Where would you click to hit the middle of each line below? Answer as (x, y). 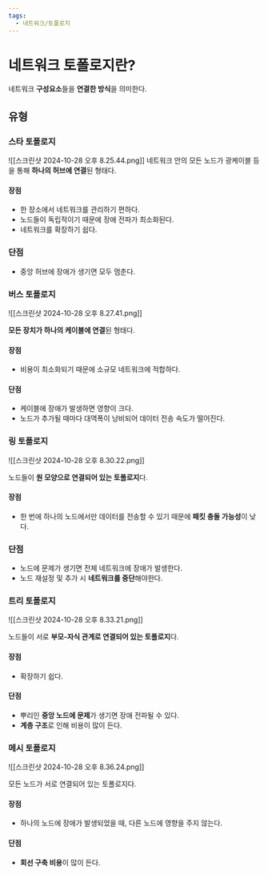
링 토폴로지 (28, 442)
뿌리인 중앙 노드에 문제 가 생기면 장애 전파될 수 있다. (100, 715)
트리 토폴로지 (32, 601)
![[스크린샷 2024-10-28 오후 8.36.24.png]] (76, 767)
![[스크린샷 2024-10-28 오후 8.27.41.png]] (75, 312)
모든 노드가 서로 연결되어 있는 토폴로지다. (72, 784)
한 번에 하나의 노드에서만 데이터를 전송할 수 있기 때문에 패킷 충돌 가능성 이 (134, 516)
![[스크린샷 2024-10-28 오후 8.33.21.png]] (76, 620)
